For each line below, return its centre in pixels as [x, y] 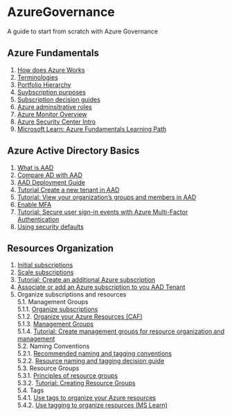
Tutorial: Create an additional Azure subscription [86, 280]
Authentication [38, 219]
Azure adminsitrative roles [54, 107]
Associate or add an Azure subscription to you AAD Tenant [101, 287]
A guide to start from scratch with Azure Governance [83, 31]
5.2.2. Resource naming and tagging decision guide [91, 361]
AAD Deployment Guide [51, 182]
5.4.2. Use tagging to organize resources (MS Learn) [92, 405]
